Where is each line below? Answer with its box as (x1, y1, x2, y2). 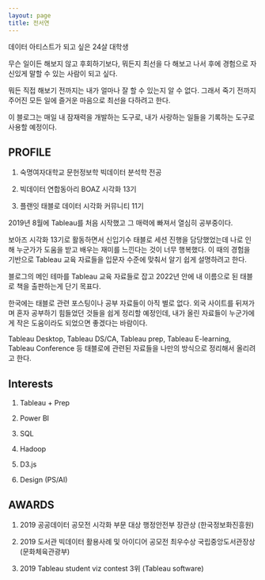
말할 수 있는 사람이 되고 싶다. (28, 68, 118, 78)
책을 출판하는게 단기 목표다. (16, 282, 101, 291)
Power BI (19, 413, 50, 423)
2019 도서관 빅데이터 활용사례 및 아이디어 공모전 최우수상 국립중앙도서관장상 (19, 536, 256, 546)
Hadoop (19, 444, 46, 454)
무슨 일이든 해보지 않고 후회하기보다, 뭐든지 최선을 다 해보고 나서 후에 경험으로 (8, 59, 249, 68)
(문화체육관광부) (19, 547, 70, 556)
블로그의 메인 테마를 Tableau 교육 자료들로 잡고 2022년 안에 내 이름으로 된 (8, 271, 239, 282)
